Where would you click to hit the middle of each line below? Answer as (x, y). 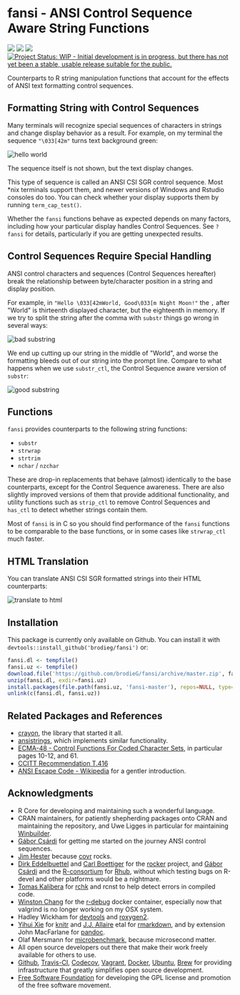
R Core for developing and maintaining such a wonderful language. (116, 810)
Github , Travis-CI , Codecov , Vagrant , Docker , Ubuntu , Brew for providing (125, 962)
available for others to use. (57, 954)
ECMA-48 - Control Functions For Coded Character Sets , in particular (120, 749)
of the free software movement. (64, 985)
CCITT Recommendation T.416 (63, 764)
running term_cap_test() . (45, 204)
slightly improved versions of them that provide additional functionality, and (118, 495)
